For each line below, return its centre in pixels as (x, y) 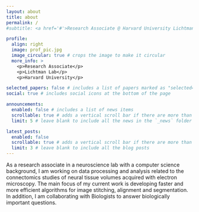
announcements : (25, 104)
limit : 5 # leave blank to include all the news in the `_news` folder (102, 121)
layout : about (24, 12)
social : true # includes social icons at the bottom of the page (88, 94)
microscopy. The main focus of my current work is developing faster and (95, 184)
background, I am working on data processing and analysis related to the (95, 171)
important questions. (31, 203)
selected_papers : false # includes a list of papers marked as (86, 88)
